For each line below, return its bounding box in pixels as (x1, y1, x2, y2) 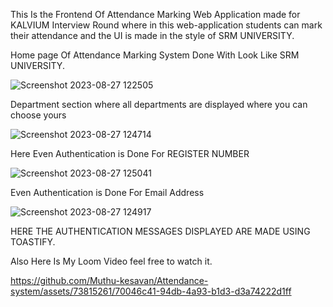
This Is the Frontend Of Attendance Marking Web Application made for (10, 9, 301, 20)
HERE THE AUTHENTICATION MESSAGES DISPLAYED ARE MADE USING (10, 225, 311, 237)
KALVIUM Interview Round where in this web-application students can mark (10, 19, 323, 31)
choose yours (10, 109, 67, 121)
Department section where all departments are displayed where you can (10, 99, 308, 110)
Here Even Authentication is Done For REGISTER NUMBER (10, 148, 250, 159)
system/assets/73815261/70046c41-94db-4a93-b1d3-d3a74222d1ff (10, 285, 292, 297)
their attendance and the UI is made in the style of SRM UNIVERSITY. (10, 30, 295, 41)
